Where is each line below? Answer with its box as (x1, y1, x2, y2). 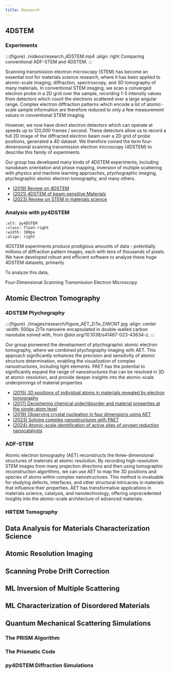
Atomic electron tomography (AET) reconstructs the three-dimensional (5, 452, 154, 458)
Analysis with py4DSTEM (5, 209, 70, 216)
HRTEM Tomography (5, 508, 58, 515)
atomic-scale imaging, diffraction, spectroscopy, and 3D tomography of (5, 80, 156, 86)
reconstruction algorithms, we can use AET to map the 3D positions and (5, 468, 157, 475)
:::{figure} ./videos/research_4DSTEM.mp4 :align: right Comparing (5, 53, 144, 59)
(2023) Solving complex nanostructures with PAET (12, 417, 119, 423)
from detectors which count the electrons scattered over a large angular (5, 96, 157, 102)
